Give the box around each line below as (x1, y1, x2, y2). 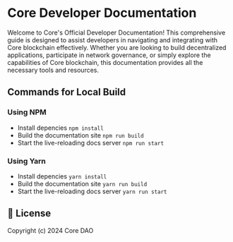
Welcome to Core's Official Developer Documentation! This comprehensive (7, 28, 226, 37)
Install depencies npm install (17, 123, 104, 132)
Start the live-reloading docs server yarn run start (17, 187, 167, 195)
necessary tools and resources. (7, 66, 100, 74)
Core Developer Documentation (7, 5, 197, 21)
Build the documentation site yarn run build (17, 179, 148, 188)
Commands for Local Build (7, 86, 126, 98)
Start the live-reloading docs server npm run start (17, 138, 165, 147)
